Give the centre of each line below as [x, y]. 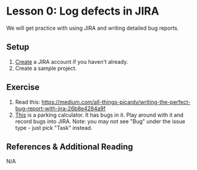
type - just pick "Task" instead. [54, 127]
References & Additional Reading [70, 147]
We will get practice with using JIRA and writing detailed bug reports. [92, 28]
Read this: [28, 102]
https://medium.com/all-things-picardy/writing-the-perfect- [116, 102]
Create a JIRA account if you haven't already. [72, 61]
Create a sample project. [46, 68]
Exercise [23, 87]
